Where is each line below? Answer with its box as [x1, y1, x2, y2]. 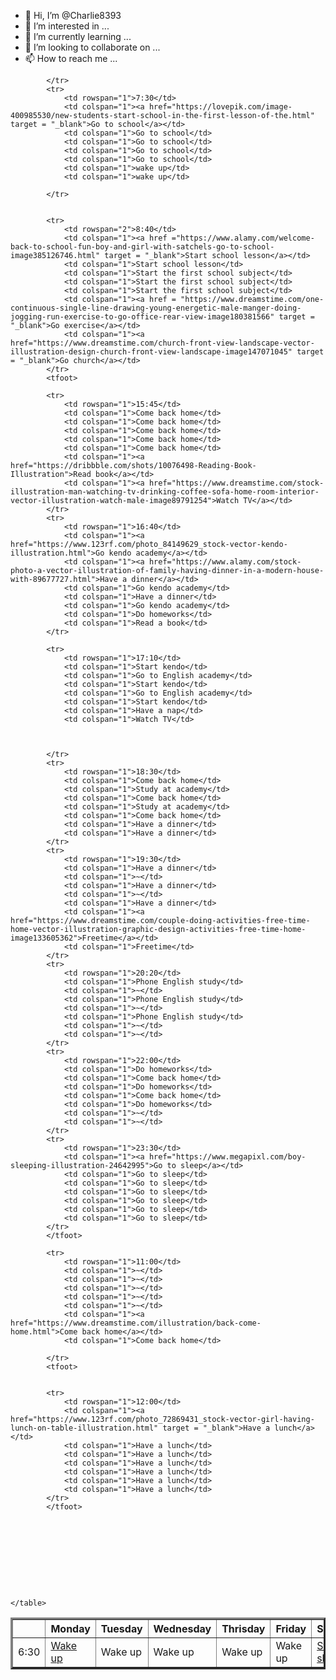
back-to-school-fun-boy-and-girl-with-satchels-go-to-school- [10, 242, 275, 252]
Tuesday [100, 1622, 143, 1635]
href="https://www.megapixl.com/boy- [148, 1152, 307, 1162]
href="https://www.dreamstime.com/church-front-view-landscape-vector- [10, 338, 315, 348]
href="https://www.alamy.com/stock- [148, 557, 302, 567]
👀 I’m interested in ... [24, 20, 110, 32]
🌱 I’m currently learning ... [24, 31, 132, 42]
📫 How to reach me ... [24, 53, 118, 64]
